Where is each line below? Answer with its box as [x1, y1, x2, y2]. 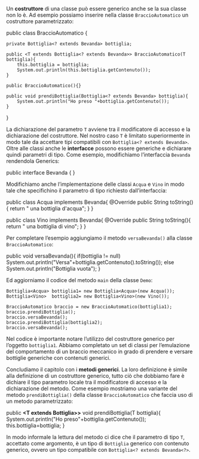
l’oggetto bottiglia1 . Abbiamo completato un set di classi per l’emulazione [6, 342, 190, 348]
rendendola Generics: [6, 158, 60, 164]
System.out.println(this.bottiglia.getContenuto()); [17, 67, 151, 73]
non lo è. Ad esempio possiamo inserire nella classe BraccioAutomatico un [6, 11, 189, 19]
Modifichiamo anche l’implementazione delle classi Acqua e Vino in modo [6, 180, 185, 188]
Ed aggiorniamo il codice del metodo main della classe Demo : [6, 277, 153, 283]
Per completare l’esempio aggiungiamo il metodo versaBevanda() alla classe [6, 234, 193, 241]
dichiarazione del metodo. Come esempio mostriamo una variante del [6, 385, 177, 392]
